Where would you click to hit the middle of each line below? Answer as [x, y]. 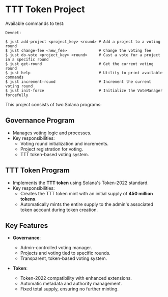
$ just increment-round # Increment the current [78, 82]
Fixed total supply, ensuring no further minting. [69, 289]
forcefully [17, 95]
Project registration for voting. [52, 149]
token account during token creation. [59, 210]
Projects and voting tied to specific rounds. [65, 253]
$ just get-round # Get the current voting [79, 64]
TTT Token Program [37, 171]
